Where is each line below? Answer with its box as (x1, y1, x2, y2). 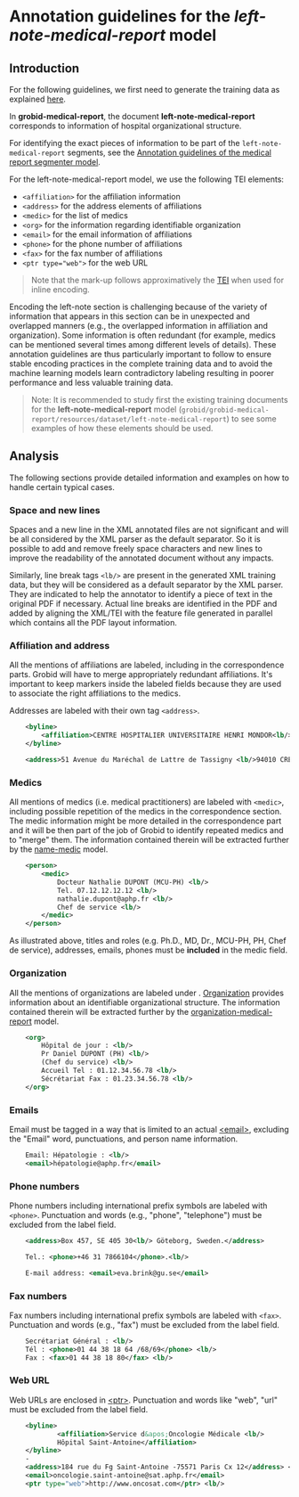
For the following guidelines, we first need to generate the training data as (9, 85, 280, 94)
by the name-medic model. (9, 844, 109, 855)
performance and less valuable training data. (9, 377, 174, 388)
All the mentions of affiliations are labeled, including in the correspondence (9, 659, 285, 670)
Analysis (9, 448, 60, 464)
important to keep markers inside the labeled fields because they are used (9, 679, 282, 690)
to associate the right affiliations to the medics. (9, 688, 181, 699)
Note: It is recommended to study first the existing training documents (30, 395, 288, 405)
